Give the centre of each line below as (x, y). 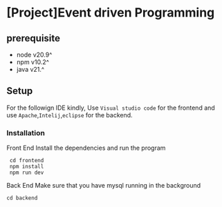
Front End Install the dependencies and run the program (86, 148)
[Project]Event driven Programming (111, 13)
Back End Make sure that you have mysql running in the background (104, 186)
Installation (26, 132)
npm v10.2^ (33, 62)
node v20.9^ (34, 55)
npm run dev (27, 173)
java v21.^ (30, 69)
